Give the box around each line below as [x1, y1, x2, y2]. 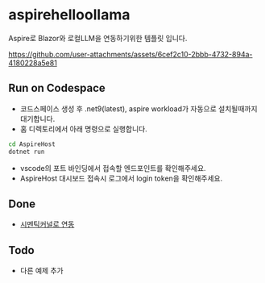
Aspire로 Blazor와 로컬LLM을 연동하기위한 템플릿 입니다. [8, 33, 188, 43]
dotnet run [8, 148, 45, 156]
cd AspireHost [8, 139, 56, 148]
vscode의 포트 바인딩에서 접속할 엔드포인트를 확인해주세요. [19, 163, 207, 173]
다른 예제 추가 [19, 266, 64, 276]
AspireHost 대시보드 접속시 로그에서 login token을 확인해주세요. [19, 173, 223, 183]
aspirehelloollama [8, 6, 130, 24]
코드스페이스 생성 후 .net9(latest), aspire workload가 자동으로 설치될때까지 [19, 103, 258, 114]
